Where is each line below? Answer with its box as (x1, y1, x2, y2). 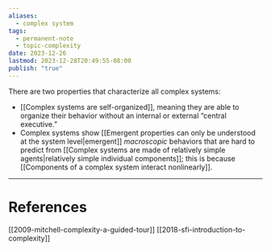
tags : (8, 27, 27, 35)
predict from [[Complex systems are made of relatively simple (19, 144, 226, 154)
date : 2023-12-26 (8, 49, 67, 57)
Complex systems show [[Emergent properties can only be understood (19, 128, 256, 137)
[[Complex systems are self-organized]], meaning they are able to (19, 102, 240, 111)
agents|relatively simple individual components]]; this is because (19, 153, 236, 163)
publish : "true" (8, 65, 63, 73)
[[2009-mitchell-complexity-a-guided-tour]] (8, 224, 156, 234)
